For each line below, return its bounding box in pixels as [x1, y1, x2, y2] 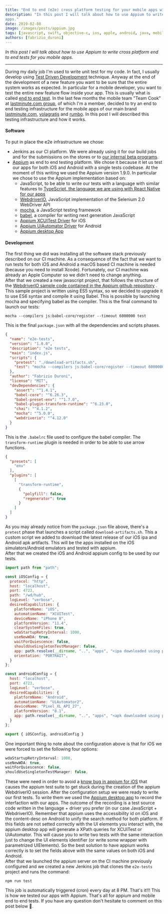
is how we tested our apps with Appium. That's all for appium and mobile [5, 893, 155, 899]
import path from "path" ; [5, 565, 59, 570]
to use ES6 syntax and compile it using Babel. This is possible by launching [5, 293, 160, 299]
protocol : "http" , [9, 579, 48, 584]
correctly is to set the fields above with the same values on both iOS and [5, 848, 154, 854]
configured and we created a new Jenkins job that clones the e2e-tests [5, 864, 153, 870]
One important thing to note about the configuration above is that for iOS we [5, 741, 162, 747]
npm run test [5, 879, 32, 884]
